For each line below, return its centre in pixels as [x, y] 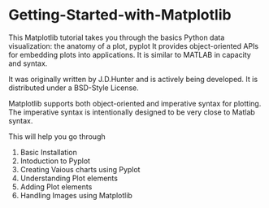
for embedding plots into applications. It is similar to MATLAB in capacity [130, 54]
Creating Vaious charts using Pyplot [80, 169]
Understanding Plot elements [69, 178]
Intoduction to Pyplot [55, 161]
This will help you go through [57, 136]
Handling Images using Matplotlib [76, 195]
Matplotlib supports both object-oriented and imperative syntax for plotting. [135, 103]
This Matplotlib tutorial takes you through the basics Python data [117, 37]
